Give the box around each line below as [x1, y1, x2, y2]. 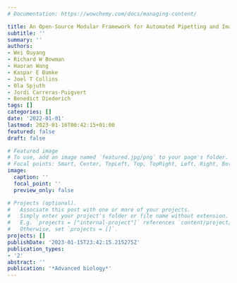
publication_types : [7, 245, 65, 253]
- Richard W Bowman [7, 56, 65, 64]
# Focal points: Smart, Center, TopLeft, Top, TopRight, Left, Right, [7, 160, 219, 168]
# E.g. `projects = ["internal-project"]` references [7, 219, 175, 227]
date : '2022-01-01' [7, 115, 65, 122]
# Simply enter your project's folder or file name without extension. [7, 212, 229, 219]
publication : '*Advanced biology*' [7, 265, 112, 272]
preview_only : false [13, 186, 74, 194]
